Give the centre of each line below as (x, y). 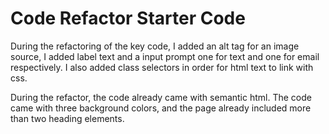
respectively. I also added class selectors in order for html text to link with (162, 67)
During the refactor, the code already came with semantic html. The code (161, 97)
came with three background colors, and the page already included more (161, 108)
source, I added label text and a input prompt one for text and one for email (165, 56)
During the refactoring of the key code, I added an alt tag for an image (155, 46)
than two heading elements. (67, 118)
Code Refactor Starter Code (128, 18)
